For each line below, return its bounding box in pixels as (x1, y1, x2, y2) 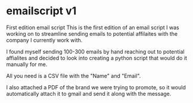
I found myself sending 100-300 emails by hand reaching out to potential (6, 48, 185, 55)
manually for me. (6, 61, 48, 68)
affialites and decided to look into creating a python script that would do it (6, 54, 188, 61)
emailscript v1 (6, 4, 77, 18)
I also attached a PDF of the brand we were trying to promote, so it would (6, 83, 186, 90)
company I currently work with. (6, 36, 83, 43)
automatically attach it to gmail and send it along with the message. (6, 90, 172, 97)
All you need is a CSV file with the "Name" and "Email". (6, 72, 141, 79)
